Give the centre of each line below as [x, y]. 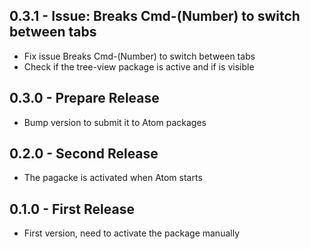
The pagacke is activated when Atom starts [113, 178]
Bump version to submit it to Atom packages [115, 122]
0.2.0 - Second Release [84, 154]
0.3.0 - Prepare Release [84, 98]
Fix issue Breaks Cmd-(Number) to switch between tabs [139, 56]
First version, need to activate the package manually [131, 233]
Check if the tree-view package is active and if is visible [139, 66]
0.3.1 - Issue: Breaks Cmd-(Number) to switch [155, 16]
